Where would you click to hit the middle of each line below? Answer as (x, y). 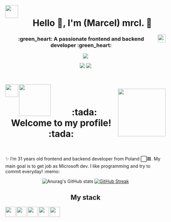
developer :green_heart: (81, 45)
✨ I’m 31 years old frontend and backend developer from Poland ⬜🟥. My (83, 159)
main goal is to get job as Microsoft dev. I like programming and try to (78, 166)
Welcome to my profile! (61, 123)
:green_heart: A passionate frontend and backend (81, 39)
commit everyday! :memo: (33, 172)
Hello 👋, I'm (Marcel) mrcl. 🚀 (92, 23)
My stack (85, 197)
